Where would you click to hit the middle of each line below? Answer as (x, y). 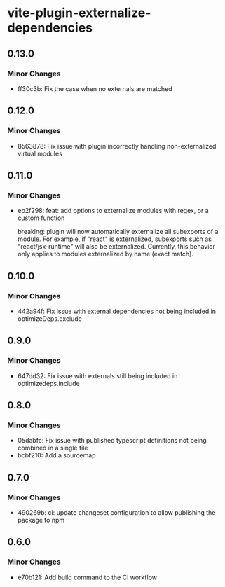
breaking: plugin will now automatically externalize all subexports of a (118, 232)
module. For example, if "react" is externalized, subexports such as (114, 239)
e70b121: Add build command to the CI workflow (87, 577)
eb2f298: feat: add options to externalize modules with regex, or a (113, 211)
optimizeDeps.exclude (49, 318)
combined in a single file (53, 448)
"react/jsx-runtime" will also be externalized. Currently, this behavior (116, 247)
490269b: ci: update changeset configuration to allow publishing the (116, 512)
